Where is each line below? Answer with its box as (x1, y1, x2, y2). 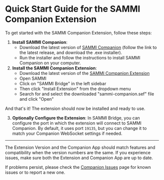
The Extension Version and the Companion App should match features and (5, 144, 155, 150)
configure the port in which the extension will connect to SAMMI (12, 120, 142, 126)
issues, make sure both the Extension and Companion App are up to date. (5, 155, 153, 161)
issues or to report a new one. (5, 169, 65, 175)
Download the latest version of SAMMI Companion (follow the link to (19, 44, 157, 50)
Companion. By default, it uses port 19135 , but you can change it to (12, 125, 147, 131)
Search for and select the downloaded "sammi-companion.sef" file (19, 91, 155, 97)
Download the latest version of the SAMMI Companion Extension (19, 70, 150, 76)
